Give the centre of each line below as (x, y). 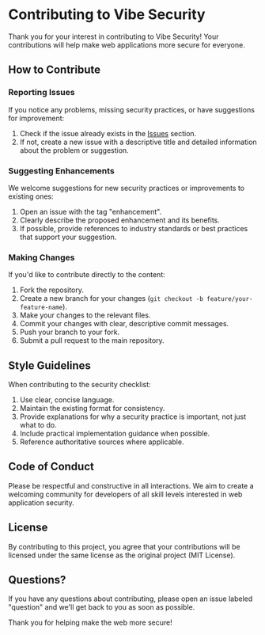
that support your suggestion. (68, 237)
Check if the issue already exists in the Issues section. (108, 133)
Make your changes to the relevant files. (85, 315)
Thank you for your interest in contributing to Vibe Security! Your (114, 36)
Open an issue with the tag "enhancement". (91, 211)
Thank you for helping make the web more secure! (90, 622)
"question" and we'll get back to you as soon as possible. (102, 607)
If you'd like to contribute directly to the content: (87, 275)
